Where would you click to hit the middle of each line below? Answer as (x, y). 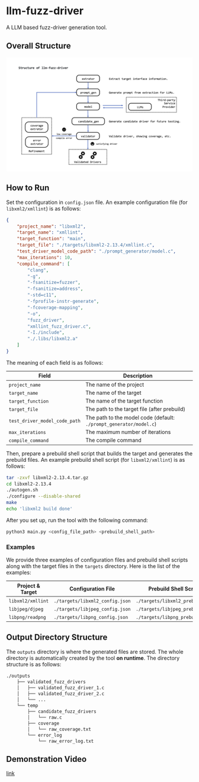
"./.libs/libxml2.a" (53, 339)
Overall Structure (38, 46)
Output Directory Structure (57, 638)
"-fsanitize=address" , (55, 289)
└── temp (28, 706)
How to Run (28, 188)
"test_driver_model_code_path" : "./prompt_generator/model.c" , (97, 251)
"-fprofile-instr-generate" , (63, 301)
